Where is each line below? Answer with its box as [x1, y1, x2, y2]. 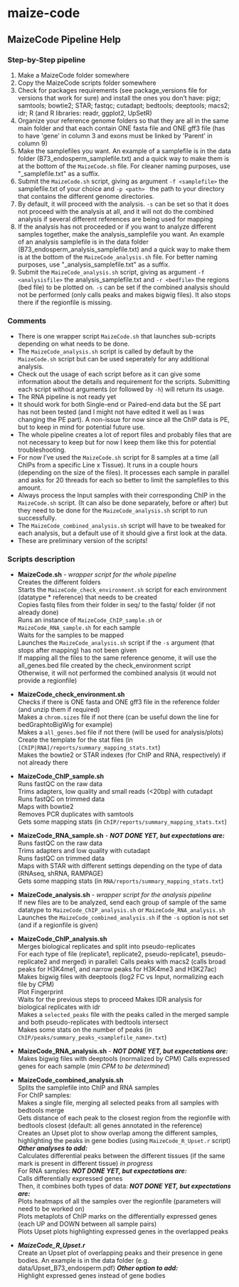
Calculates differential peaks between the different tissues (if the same [17, 1152, 225, 1160]
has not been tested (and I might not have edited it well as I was [17, 408, 205, 416]
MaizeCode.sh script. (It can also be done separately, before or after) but [17, 499, 228, 507]
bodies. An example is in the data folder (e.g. [17, 1256, 149, 1265]
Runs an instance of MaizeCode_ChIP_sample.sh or [17, 616, 162, 624]
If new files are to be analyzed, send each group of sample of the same [17, 898, 227, 906]
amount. [17, 483, 43, 492]
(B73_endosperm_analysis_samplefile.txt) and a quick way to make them [17, 244, 231, 254]
